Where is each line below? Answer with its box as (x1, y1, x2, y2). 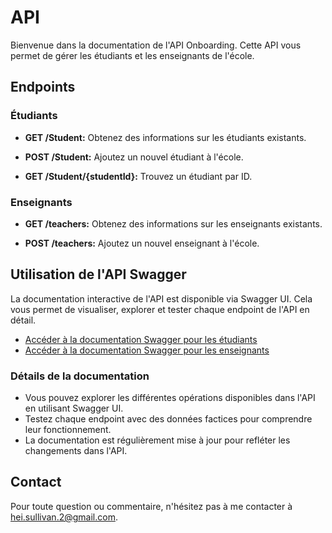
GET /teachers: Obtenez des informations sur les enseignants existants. (24, 217, 323, 230)
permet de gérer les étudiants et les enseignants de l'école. (10, 49, 255, 61)
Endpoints (10, 79, 76, 96)
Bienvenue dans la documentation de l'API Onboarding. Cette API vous (10, 39, 302, 51)
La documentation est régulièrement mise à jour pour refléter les (24, 434, 291, 446)
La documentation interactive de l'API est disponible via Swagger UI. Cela (10, 292, 313, 305)
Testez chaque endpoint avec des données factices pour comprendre (24, 413, 313, 425)
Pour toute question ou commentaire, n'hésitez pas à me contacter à (10, 500, 293, 512)
